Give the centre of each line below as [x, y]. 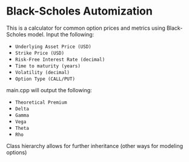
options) [17, 152]
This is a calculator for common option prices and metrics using [86, 28]
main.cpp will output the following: [49, 90]
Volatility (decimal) [42, 72]
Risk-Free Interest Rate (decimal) [60, 59]
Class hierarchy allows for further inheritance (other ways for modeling [95, 146]
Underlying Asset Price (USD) [53, 47]
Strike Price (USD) [40, 53]
